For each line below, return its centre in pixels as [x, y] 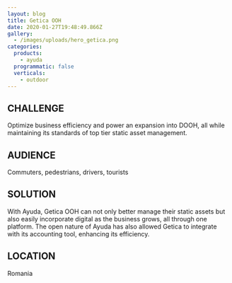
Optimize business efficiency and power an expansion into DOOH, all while [116, 125]
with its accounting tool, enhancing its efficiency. [79, 233]
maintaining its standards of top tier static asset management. [97, 133]
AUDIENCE [31, 155]
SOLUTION [32, 194]
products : [28, 54]
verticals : [30, 73]
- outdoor [35, 80]
